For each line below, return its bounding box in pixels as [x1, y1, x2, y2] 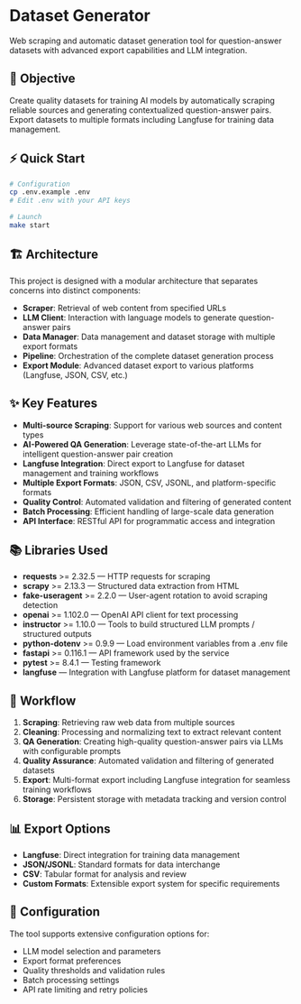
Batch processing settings [22, 974, 120, 985]
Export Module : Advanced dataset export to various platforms [22, 360, 254, 371]
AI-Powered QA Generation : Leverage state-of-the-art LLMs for [22, 438, 262, 449]
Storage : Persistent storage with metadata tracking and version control [22, 794, 287, 805]
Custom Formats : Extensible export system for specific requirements [22, 879, 280, 889]
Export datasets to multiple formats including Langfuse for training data [9, 114, 275, 124]
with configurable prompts [22, 746, 122, 757]
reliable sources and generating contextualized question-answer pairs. [9, 105, 272, 115]
